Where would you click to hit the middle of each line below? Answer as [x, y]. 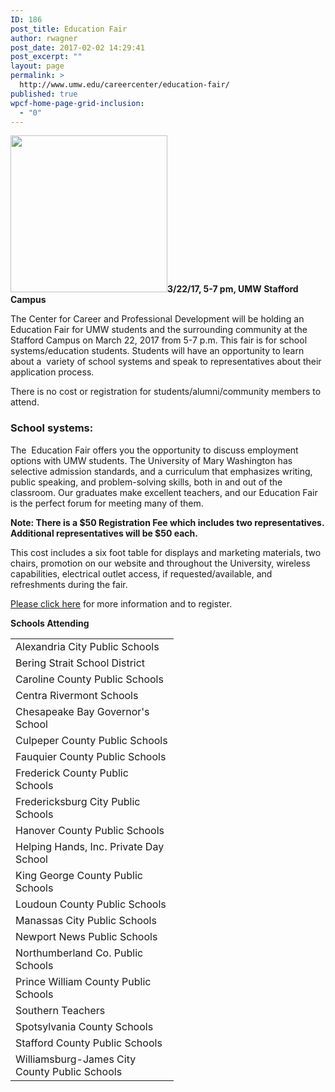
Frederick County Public [72, 773]
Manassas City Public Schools [86, 920]
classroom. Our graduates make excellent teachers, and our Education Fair [164, 492]
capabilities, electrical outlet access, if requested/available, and [141, 573]
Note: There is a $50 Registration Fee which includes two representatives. [167, 522]
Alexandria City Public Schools [87, 646]
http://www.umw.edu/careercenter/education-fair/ [124, 85]
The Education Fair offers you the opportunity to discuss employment [154, 450]
